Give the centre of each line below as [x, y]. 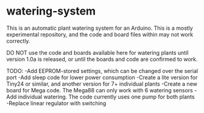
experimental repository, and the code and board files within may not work [100, 34]
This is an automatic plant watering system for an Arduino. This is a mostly [100, 28]
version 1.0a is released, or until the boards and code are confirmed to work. [102, 59]
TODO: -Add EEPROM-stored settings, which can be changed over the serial [102, 70]
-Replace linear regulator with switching [56, 103]
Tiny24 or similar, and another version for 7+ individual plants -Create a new [102, 84]
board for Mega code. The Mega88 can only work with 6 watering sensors [100, 90]
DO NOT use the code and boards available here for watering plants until [97, 52]
